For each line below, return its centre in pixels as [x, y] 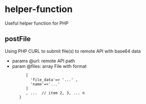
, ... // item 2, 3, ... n [55, 93]
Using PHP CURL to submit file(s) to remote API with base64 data [73, 51]
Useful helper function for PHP [37, 23]
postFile [18, 39]
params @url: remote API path [43, 61]
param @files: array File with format [49, 66]
